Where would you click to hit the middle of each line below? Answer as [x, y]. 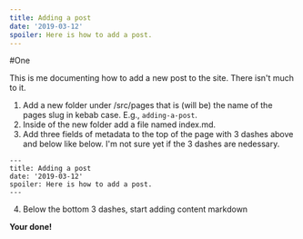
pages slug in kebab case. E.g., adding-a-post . [110, 115]
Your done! [31, 227]
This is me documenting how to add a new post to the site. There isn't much [151, 78]
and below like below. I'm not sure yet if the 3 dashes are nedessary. [151, 144]
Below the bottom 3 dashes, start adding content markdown [135, 209]
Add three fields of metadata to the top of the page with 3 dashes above [158, 134]
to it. [18, 88]
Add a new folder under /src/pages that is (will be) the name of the [147, 105]
